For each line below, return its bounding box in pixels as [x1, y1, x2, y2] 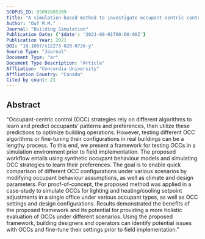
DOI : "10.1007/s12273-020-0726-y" [6, 43, 95, 49]
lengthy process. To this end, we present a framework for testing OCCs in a [6, 141, 196, 149]
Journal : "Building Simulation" [6, 26, 88, 32]
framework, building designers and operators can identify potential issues [6, 219, 192, 226]
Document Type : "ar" [6, 54, 59, 60]
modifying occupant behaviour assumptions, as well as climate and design [6, 174, 194, 181]
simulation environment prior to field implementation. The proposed [6, 148, 176, 155]
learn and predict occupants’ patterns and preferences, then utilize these [6, 122, 190, 129]
